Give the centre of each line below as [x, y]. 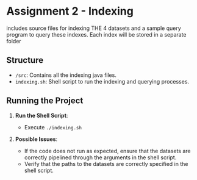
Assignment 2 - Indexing [70, 11]
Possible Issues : [36, 139]
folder [14, 41]
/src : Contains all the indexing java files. [66, 75]
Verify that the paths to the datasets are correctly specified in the [106, 164]
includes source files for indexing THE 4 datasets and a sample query [94, 28]
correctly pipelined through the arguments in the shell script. [100, 157]
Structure [25, 60]
